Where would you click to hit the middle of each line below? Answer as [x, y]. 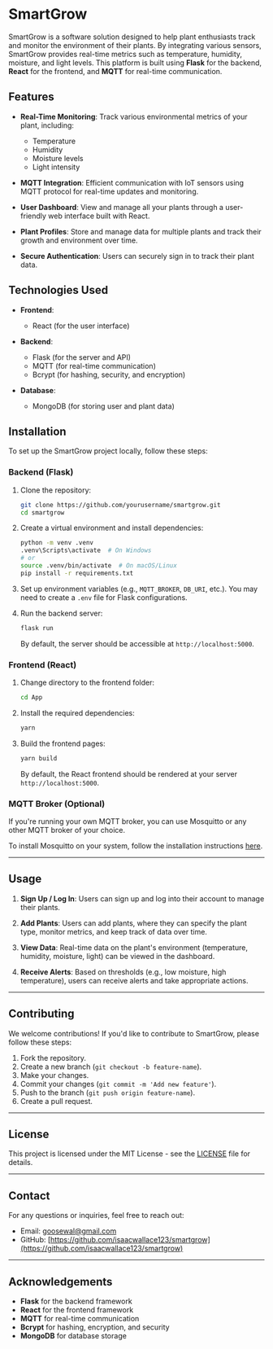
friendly [33, 216]
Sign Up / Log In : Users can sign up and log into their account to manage [142, 898]
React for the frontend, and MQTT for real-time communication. [115, 71]
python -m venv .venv [56, 543]
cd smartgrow [42, 512]
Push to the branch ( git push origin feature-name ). [108, 1093]
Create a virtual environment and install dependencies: [112, 528]
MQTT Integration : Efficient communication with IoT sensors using [132, 182]
